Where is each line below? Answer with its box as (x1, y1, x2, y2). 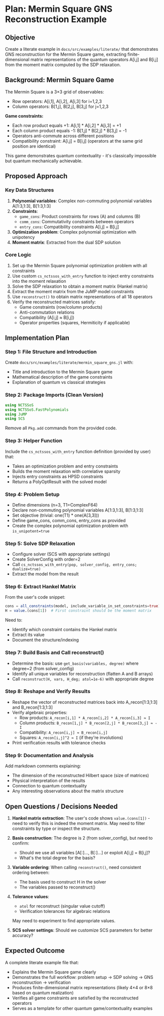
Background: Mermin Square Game (5, 76, 114, 84)
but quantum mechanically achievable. (5, 158, 83, 164)
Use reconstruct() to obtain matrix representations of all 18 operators (12, 294, 153, 299)
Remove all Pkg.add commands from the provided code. (5, 425, 117, 431)
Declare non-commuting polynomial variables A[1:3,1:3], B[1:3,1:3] (12, 507, 144, 513)
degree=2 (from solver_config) (12, 665, 74, 671)
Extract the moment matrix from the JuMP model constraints (12, 288, 134, 294)
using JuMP (5, 412, 27, 417)
